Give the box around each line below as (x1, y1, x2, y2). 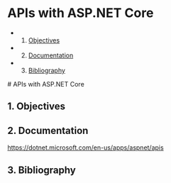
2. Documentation (7, 124, 89, 136)
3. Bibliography (7, 164, 76, 176)
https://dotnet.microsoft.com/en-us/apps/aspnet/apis (7, 143, 165, 152)
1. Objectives (7, 101, 66, 113)
